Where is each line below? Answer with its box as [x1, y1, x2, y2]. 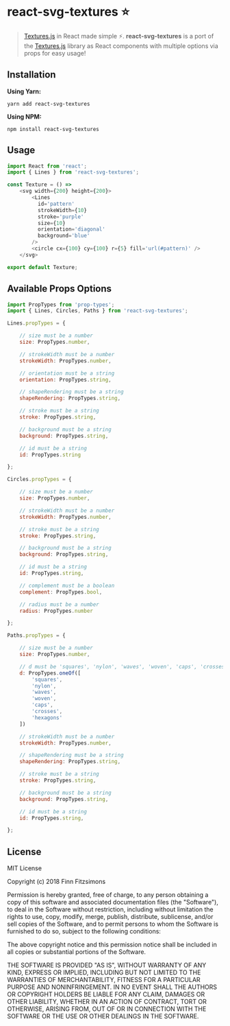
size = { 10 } [37, 220, 66, 226]
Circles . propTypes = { [7, 476, 72, 483]
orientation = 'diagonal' [37, 226, 106, 233]
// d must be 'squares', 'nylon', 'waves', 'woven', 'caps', [19, 663, 197, 670]
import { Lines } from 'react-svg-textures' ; [7, 169, 139, 176]
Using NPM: [7, 113, 42, 121]
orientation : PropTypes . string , [19, 376, 112, 383]
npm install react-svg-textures [7, 126, 99, 132]
